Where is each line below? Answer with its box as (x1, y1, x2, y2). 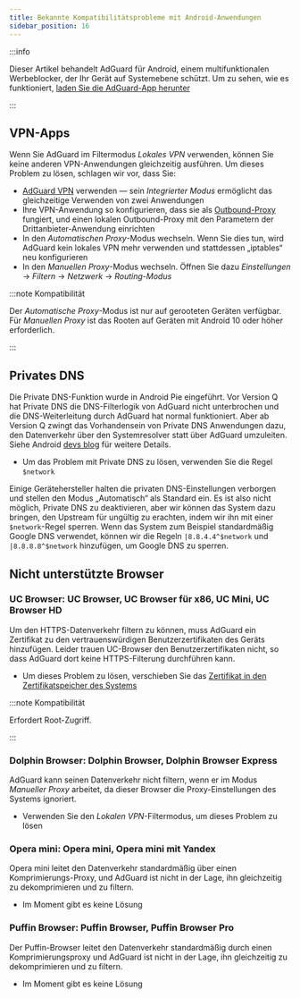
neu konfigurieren (21, 252, 88, 263)
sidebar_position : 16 (9, 21, 90, 30)
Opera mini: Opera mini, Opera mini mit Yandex (9, 842, 216, 855)
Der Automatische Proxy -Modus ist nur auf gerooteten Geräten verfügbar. (9, 306, 282, 317)
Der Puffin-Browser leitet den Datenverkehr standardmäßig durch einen (9, 942, 272, 952)
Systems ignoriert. (9, 793, 78, 805)
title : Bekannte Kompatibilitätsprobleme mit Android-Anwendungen (9, 13, 262, 22)
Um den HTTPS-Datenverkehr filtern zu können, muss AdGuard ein (9, 624, 256, 635)
